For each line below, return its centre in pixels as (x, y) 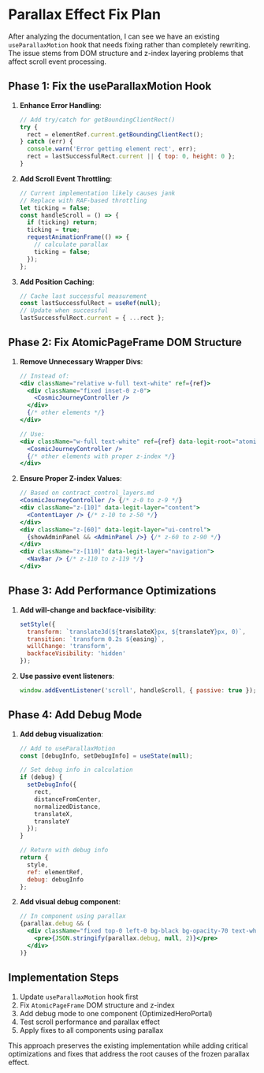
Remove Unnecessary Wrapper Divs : (81, 361)
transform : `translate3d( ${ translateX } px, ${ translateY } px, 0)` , (137, 632)
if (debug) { (41, 777)
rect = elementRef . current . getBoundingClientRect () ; (115, 134)
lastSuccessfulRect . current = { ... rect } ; (92, 318)
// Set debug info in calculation (76, 770)
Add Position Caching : (57, 281)
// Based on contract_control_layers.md (87, 493)
